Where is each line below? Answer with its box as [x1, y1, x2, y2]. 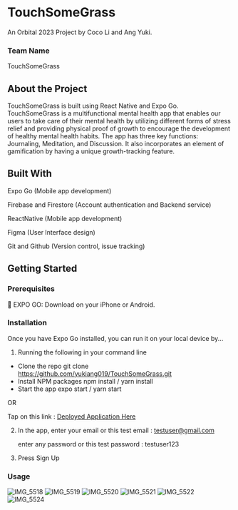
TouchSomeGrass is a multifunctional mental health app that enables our [7, 109, 221, 118]
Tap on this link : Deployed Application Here [7, 412, 136, 421]
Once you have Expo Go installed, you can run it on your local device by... [7, 334, 224, 342]
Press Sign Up [17, 454, 60, 462]
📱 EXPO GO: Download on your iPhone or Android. [7, 300, 155, 309]
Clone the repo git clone [17, 362, 89, 370]
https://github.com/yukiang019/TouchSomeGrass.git [17, 369, 172, 378]
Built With [7, 168, 52, 180]
